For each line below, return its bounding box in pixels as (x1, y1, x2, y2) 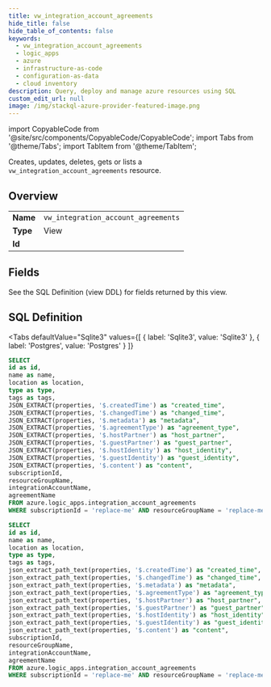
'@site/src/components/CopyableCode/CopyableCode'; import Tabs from (8, 133, 254, 142)
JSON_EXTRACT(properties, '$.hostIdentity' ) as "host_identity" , (8, 446, 232, 455)
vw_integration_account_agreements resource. (8, 166, 161, 175)
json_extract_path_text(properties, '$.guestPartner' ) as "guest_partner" (8, 604, 265, 612)
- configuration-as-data (15, 72, 99, 80)
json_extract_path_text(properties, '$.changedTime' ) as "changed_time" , (8, 574, 262, 582)
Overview (8, 189, 59, 203)
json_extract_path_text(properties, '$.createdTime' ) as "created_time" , (8, 567, 262, 575)
